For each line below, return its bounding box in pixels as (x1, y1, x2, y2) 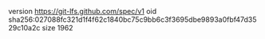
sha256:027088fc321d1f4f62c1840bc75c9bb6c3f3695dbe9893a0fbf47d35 (8, 15, 257, 24)
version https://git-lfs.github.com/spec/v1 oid (8, 7, 157, 16)
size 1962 (42, 23, 73, 32)
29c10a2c (8, 23, 41, 32)
